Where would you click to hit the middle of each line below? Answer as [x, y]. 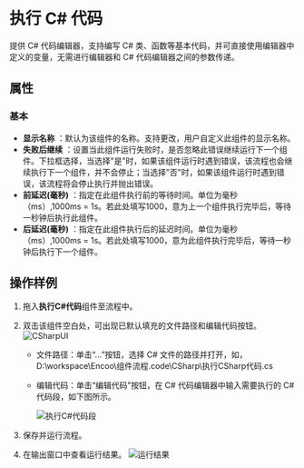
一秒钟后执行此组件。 [62, 217]
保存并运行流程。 [54, 435]
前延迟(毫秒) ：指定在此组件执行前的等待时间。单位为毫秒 [130, 194]
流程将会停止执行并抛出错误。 [103, 184]
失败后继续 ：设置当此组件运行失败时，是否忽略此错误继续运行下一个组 [155, 149]
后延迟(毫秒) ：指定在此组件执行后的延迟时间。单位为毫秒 [130, 229]
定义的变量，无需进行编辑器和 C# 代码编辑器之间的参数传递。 [124, 56]
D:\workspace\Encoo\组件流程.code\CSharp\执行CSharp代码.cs [155, 366]
